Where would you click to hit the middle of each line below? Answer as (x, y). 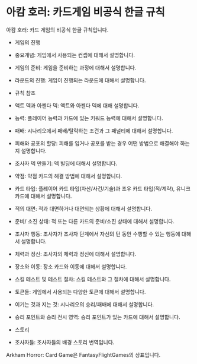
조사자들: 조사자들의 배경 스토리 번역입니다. (64, 342)
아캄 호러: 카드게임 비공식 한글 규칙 (85, 12)
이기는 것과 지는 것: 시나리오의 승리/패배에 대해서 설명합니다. (84, 304)
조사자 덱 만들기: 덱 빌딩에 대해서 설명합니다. (66, 163)
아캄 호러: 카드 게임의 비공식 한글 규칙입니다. (57, 30)
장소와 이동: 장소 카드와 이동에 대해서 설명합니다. (71, 266)
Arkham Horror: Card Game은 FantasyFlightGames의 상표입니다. (83, 354)
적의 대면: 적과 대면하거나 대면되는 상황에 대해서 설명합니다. (83, 208)
